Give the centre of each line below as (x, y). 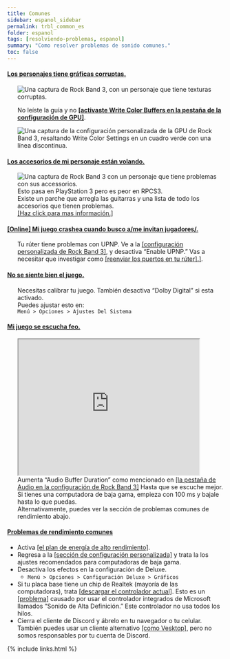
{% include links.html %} (42, 649)
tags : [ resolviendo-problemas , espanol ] (66, 39)
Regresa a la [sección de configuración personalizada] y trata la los (113, 555)
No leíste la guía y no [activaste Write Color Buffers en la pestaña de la (119, 110)
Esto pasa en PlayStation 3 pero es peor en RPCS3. (90, 191)
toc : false (23, 52)
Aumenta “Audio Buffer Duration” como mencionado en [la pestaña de (116, 480)
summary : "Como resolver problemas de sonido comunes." (89, 46)
